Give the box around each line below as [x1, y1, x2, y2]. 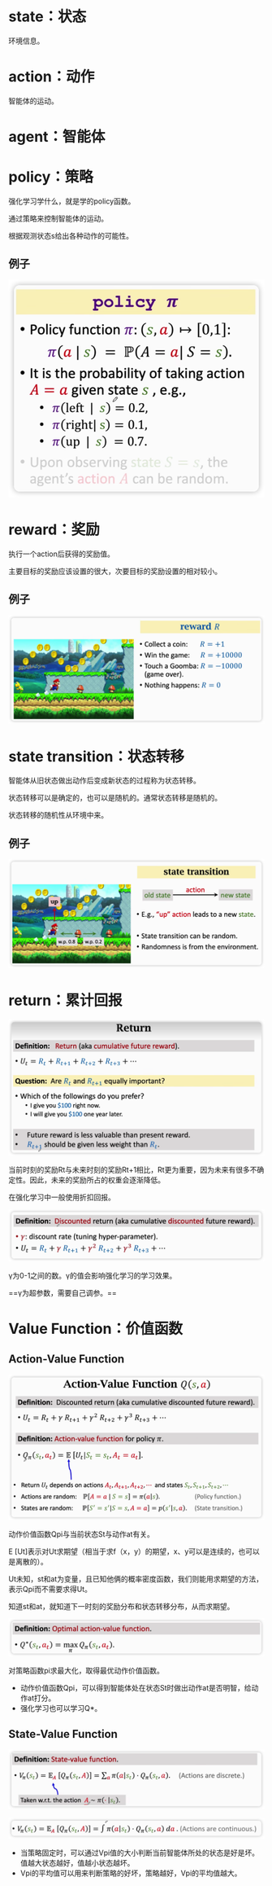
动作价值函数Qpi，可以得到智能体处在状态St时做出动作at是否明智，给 [19, 1682, 252, 1692]
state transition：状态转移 [8, 747, 185, 765]
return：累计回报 [8, 991, 123, 1010]
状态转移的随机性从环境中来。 [8, 810, 108, 820]
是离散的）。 [8, 1556, 48, 1566]
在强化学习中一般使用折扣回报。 [8, 1192, 115, 1202]
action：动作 [8, 68, 95, 86]
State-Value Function [8, 1727, 118, 1741]
